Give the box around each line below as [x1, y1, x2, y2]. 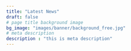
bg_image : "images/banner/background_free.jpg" [6, 25, 126, 31]
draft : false [6, 14, 39, 20]
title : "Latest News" [6, 8, 60, 15]
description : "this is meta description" [6, 36, 113, 42]
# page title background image [6, 19, 84, 25]
